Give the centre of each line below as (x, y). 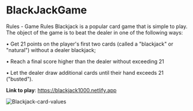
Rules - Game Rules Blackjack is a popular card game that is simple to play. (97, 26)
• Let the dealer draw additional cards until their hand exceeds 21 (85, 72)
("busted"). (20, 79)
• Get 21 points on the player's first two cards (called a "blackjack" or (90, 44)
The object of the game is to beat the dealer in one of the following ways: (94, 32)
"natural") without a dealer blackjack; (51, 50)
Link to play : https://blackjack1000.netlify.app (61, 90)
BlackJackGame (46, 10)
